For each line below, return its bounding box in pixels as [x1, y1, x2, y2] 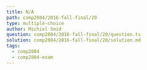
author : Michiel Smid [6, 26, 62, 32]
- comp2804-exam [12, 54, 53, 60]
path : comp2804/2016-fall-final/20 [6, 15, 97, 21]
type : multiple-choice [6, 20, 64, 26]
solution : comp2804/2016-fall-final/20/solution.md [6, 37, 141, 43]
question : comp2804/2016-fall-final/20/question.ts [6, 32, 141, 38]
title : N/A [6, 9, 34, 15]
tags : [6, 43, 20, 49]
